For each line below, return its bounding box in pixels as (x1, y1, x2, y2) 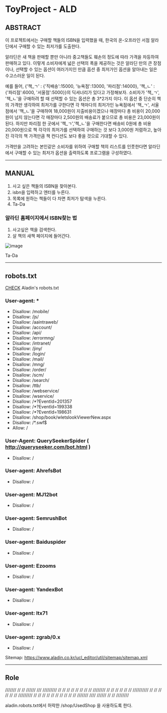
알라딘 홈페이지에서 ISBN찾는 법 (5, 214, 77, 221)
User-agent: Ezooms (5, 562, 56, 569)
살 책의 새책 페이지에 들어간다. (12, 233, 71, 239)
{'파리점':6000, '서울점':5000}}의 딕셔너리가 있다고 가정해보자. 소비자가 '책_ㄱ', (5, 90, 160, 95)
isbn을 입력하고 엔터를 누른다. (12, 189, 71, 195)
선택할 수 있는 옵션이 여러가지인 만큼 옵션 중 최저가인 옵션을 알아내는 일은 (15, 66, 158, 72)
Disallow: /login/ (12, 351, 46, 357)
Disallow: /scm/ (12, 372, 44, 378)
